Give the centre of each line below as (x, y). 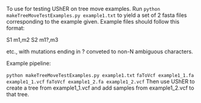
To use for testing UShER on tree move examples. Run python (83, 9)
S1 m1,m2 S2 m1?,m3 (32, 40)
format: (16, 28)
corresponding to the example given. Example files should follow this (93, 22)
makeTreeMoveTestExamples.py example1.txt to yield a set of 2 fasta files (97, 15)
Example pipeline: (29, 63)
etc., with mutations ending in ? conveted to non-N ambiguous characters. (100, 51)
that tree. (18, 94)
